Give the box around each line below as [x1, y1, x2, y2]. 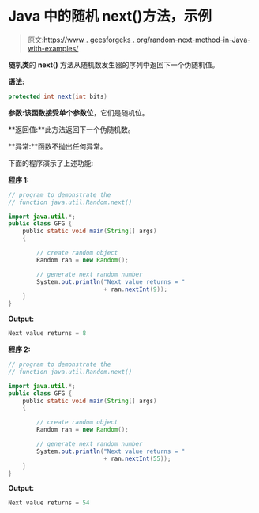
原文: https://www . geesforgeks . [27, 35, 135, 44]
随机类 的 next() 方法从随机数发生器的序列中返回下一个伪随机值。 [8, 60, 220, 70]
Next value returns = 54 [8, 499, 90, 507]
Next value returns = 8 [8, 330, 87, 338]
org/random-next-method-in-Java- [136, 35, 251, 44]
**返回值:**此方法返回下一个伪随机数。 [8, 124, 136, 134]
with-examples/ [27, 43, 79, 53]
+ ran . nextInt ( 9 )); [103, 285, 168, 293]
